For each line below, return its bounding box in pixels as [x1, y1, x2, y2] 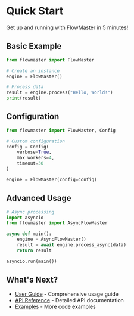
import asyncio [6, 215, 44, 221]
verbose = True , [17, 149, 52, 156]
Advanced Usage [6, 193, 71, 203]
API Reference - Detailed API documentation [14, 297, 124, 304]
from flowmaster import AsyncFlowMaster [6, 220, 108, 226]
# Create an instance [6, 67, 60, 74]
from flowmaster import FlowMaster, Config [6, 127, 116, 134]
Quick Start [6, 4, 64, 18]
